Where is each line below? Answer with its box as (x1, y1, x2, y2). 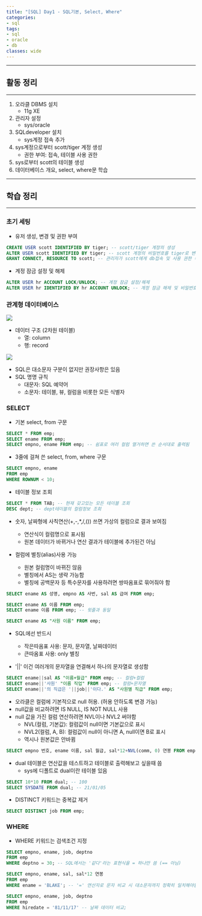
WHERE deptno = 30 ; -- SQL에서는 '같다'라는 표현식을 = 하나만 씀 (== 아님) (6, 860, 182, 867)
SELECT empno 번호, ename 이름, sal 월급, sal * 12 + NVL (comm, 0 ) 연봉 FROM (6, 748, 185, 754)
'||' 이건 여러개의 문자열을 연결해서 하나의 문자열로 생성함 (14, 663, 149, 670)
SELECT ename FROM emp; (6, 436, 66, 442)
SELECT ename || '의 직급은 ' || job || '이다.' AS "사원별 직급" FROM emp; (6, 686, 173, 692)
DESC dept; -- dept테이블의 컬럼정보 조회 (6, 506, 102, 512)
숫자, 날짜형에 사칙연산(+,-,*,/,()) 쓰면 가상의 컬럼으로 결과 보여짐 (14, 517, 167, 525)
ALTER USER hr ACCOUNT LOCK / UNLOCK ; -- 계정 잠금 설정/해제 (6, 279, 150, 285)
